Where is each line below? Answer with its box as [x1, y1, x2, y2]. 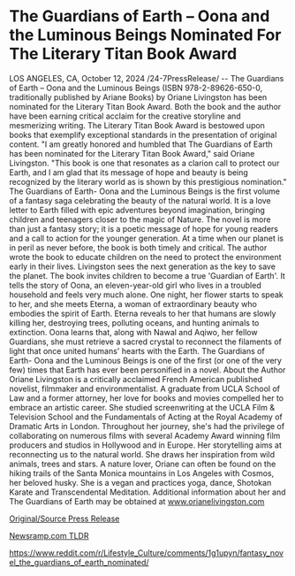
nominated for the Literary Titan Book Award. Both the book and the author [9, 101, 282, 111]
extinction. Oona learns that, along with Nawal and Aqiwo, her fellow [9, 326, 258, 337]
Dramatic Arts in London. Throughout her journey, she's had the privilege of [9, 420, 285, 431]
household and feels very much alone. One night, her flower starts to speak [9, 289, 284, 300]
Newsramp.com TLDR [9, 530, 89, 541]
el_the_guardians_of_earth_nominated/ [9, 557, 149, 567]
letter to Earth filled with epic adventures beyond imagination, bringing [9, 204, 265, 215]
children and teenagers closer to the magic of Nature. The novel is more [9, 214, 271, 225]
